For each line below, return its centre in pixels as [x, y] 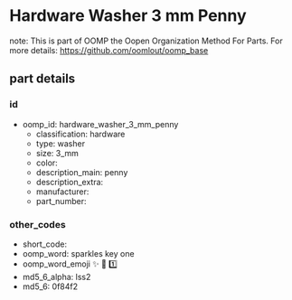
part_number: [61, 201]
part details [42, 79]
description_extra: [70, 182]
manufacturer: [62, 192]
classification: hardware [80, 134]
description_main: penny [82, 172]
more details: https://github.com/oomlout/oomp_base [109, 50]
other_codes [38, 224]
